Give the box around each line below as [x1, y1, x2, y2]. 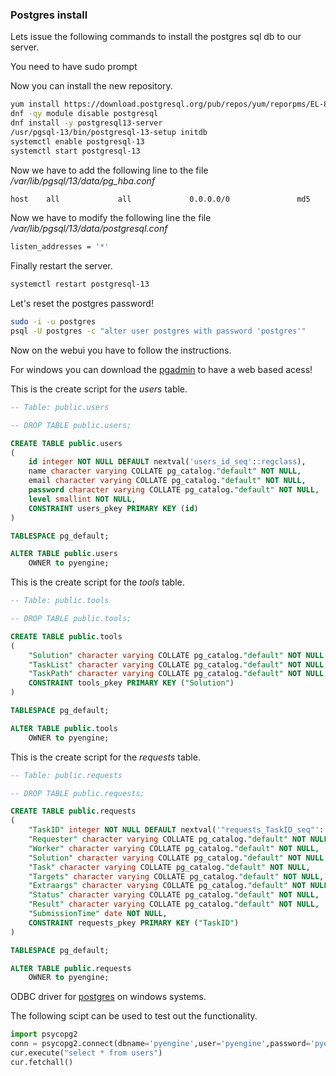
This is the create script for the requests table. [10, 751, 201, 763]
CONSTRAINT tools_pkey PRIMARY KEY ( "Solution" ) [28, 678, 235, 688]
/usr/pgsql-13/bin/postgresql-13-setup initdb [10, 127, 208, 137]
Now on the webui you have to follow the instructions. [10, 344, 232, 356]
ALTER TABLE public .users [10, 549, 118, 559]
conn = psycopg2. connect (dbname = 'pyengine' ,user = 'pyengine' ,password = [10, 1039, 311, 1049]
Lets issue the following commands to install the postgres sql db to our [10, 31, 302, 43]
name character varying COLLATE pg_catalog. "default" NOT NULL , [28, 466, 302, 477]
